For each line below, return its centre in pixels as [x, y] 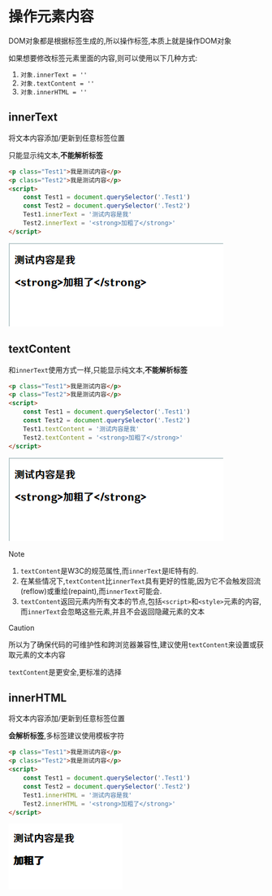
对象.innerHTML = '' [54, 92]
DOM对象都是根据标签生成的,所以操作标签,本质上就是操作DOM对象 [120, 41]
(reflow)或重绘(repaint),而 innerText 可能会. [91, 591]
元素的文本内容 [40, 654]
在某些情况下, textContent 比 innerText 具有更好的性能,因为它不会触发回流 [140, 581]
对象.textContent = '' [57, 83]
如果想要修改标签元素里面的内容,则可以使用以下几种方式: [103, 58]
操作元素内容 [52, 17]
